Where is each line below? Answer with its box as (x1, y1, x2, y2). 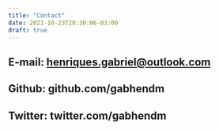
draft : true (8, 26, 47, 34)
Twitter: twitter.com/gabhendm (8, 109, 167, 122)
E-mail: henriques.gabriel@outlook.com (8, 55, 211, 69)
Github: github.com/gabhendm (8, 82, 164, 95)
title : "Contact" (8, 11, 66, 20)
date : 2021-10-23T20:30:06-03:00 (8, 19, 119, 27)
